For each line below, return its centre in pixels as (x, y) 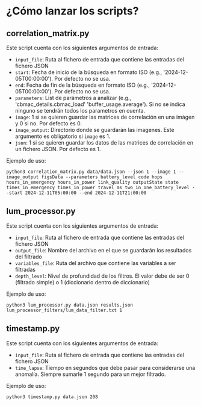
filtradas (25, 269)
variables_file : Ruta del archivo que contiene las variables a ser (95, 263)
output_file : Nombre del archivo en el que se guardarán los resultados (103, 250)
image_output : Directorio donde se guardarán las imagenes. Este (94, 130)
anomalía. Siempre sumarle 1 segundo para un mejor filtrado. (90, 374)
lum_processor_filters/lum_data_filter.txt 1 (64, 310)
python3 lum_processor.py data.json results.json (70, 305)
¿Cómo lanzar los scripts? (73, 11)
